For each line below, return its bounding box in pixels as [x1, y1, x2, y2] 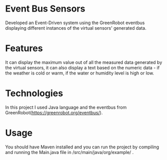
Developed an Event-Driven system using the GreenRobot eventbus [5, 20, 145, 26]
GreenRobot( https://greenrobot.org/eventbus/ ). [5, 109, 103, 116]
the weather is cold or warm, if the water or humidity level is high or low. [5, 70, 154, 76]
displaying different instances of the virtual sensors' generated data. [5, 25, 146, 31]
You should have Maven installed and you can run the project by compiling [5, 144, 159, 150]
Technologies [5, 88, 64, 99]
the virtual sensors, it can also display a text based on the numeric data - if [5, 64, 160, 70]
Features [5, 43, 43, 54]
